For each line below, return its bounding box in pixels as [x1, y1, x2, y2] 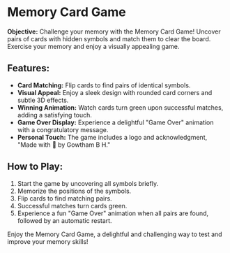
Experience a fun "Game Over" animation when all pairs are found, [17, 209, 209, 217]
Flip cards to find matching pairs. [17, 194, 113, 203]
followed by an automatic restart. [17, 216, 113, 224]
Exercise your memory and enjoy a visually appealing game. [7, 42, 180, 50]
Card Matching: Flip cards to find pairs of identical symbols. [17, 81, 191, 89]
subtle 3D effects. [17, 96, 69, 104]
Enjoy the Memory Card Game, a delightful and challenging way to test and [7, 230, 222, 238]
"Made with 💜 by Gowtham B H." [17, 140, 111, 149]
